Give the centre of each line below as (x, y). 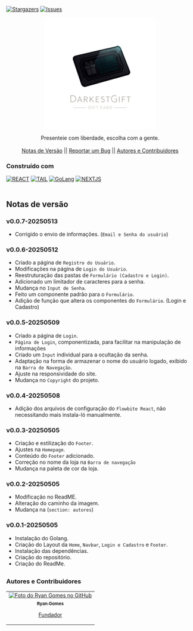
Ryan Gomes (50, 604)
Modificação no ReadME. (46, 497)
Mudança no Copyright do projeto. (57, 380)
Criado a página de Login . (46, 335)
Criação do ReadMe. (40, 564)
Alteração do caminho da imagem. (57, 503)
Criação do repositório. (43, 557)
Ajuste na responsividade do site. (56, 374)
